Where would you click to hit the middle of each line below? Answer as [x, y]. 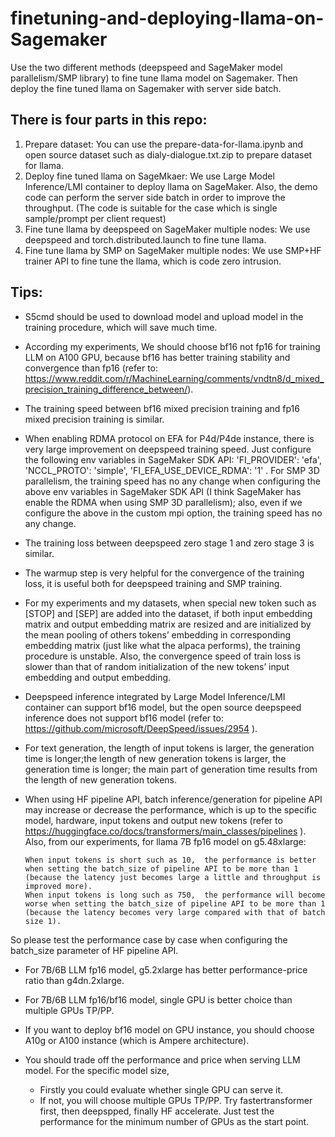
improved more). [58, 886]
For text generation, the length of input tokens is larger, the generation [169, 748]
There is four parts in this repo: [109, 120]
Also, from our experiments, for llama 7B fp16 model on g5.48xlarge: [165, 841]
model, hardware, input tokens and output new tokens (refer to [153, 820]
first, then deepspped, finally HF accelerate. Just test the [157, 1111]
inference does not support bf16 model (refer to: [124, 718]
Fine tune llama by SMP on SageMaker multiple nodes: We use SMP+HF [173, 250]
